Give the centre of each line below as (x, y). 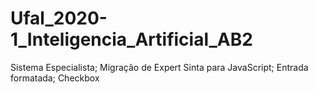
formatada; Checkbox (55, 78)
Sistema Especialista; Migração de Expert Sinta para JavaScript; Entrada (159, 67)
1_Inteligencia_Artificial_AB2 (131, 39)
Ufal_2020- (59, 18)
